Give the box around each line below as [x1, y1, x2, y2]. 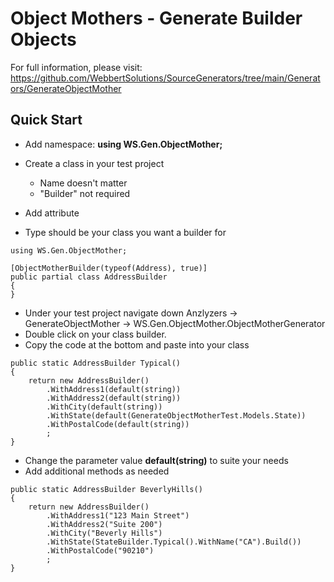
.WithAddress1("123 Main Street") [46, 510, 190, 521]
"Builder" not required [39, 187, 131, 199]
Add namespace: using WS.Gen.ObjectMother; [24, 138, 223, 150]
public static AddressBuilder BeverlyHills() [10, 484, 203, 494]
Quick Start [10, 112, 83, 129]
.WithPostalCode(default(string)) [46, 419, 190, 429]
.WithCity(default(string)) [46, 402, 163, 412]
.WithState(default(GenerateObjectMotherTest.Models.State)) [46, 410, 307, 421]
